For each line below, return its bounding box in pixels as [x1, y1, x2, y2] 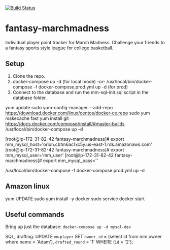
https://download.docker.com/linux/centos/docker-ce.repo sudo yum [5, 110, 150, 116]
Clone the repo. [12, 73, 46, 79]
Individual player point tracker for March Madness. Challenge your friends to [5, 39, 165, 45]
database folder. [12, 95, 47, 101]
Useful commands [5, 210, 64, 218]
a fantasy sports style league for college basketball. [5, 45, 114, 51]
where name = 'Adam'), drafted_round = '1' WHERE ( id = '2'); [5, 239, 133, 245]
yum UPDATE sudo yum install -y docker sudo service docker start [5, 196, 145, 202]
